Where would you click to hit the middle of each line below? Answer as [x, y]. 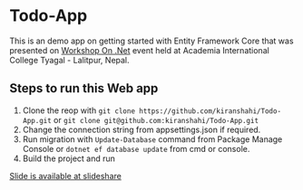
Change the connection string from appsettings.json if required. [142, 129]
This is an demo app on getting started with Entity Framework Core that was [151, 41]
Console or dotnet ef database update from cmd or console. [136, 148]
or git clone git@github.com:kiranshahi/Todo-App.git [156, 119]
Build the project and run [69, 158]
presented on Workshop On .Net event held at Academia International [139, 50]
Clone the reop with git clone [79, 110]
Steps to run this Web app [84, 88]
